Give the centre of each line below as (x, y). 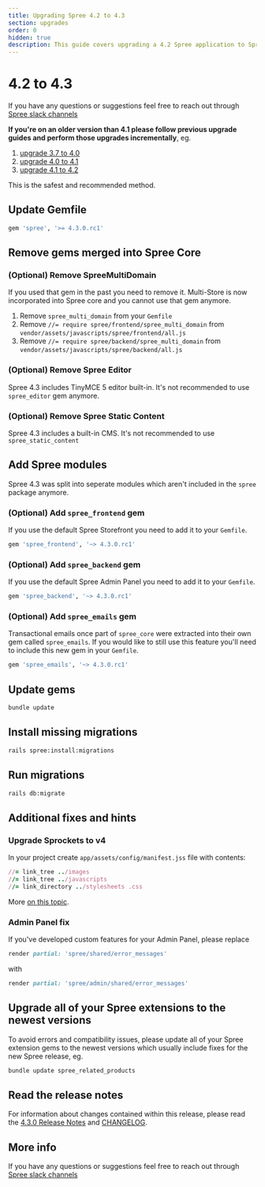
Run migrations (47, 775)
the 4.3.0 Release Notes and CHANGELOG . (78, 1122)
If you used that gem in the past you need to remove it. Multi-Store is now (128, 292)
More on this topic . (39, 901)
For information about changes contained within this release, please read (127, 1114)
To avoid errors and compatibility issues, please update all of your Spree (126, 1039)
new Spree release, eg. (46, 1056)
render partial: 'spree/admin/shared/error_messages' (99, 983)
